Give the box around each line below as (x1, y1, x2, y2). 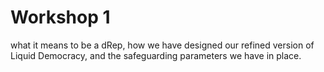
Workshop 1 (10, 6, 111, 29)
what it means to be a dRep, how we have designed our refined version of (10, 39, 315, 51)
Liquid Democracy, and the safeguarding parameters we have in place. (10, 49, 302, 61)
